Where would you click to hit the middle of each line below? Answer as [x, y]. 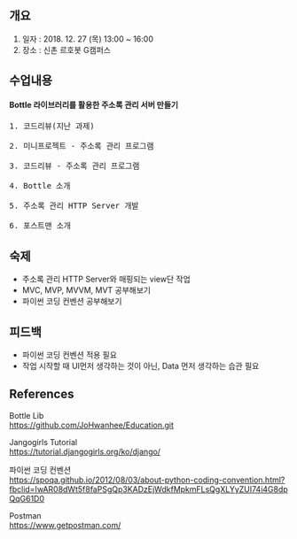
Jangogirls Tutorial [43, 442]
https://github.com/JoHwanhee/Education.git [92, 425]
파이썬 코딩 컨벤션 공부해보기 [72, 301]
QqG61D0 [27, 498]
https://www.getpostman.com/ [65, 525]
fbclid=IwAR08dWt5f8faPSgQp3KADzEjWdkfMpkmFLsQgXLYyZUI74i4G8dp [148, 489]
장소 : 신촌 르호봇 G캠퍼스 [66, 50]
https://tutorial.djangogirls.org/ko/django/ [85, 451]
